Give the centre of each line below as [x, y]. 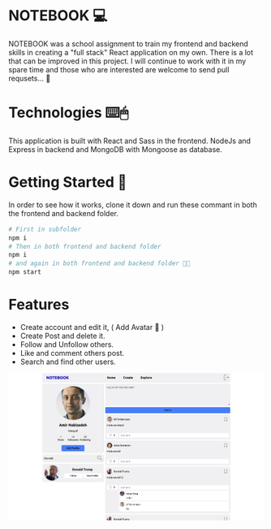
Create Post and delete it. [62, 336]
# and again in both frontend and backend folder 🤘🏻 [99, 264]
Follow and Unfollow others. [67, 345]
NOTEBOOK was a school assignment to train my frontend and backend [129, 43]
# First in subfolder [45, 229]
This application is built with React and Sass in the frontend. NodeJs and [130, 141]
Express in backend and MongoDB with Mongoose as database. [116, 149]
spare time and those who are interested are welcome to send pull [119, 69]
